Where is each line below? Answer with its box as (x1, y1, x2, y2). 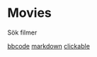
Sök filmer (7, 28, 38, 37)
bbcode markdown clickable (7, 42, 91, 50)
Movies (7, 5, 52, 21)
